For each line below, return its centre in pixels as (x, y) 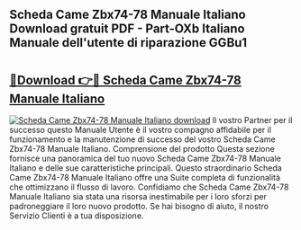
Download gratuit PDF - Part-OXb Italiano (127, 29)
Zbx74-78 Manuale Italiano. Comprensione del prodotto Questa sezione (142, 149)
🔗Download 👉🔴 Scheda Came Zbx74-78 (125, 80)
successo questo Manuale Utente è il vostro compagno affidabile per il (141, 130)
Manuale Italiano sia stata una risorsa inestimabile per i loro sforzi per (138, 196)
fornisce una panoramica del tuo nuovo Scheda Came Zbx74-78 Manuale (145, 158)
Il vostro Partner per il (252, 120)
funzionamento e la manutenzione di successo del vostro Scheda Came (143, 139)
